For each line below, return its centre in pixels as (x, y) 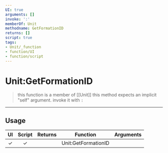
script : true (19, 38)
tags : (11, 42)
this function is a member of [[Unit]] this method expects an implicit (87, 95)
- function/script (24, 56)
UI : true (14, 10)
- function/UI (20, 51)
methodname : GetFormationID (34, 28)
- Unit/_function (23, 47)
